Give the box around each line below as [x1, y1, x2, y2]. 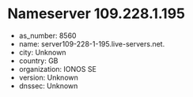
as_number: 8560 [18, 31, 77, 40]
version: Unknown [18, 73, 78, 82]
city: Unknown [18, 47, 66, 57]
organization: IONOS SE [18, 64, 96, 73]
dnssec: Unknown [18, 80, 78, 91]
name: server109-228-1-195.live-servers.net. [18, 39, 165, 48]
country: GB [18, 56, 59, 65]
